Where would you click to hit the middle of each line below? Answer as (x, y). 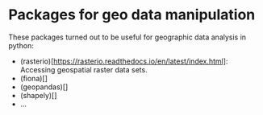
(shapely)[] (38, 95)
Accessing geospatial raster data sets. (83, 69)
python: (21, 45)
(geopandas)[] (44, 87)
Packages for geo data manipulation (132, 15)
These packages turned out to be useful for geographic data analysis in (127, 37)
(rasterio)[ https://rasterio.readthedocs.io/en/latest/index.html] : (124, 61)
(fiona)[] (34, 78)
